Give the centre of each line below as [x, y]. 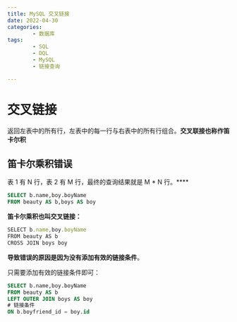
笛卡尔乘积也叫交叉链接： [44, 217]
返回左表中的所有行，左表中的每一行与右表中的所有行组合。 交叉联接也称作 [115, 131]
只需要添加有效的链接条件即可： [54, 272]
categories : [25, 27]
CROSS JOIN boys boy [38, 243]
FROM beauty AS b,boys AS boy [52, 202]
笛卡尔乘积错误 [40, 163]
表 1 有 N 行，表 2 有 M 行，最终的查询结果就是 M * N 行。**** [98, 182]
